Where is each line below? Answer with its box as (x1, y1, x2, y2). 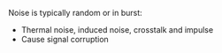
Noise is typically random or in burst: (8, 8, 142, 18)
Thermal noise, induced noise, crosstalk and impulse (20, 25, 214, 34)
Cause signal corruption (20, 34, 110, 44)
